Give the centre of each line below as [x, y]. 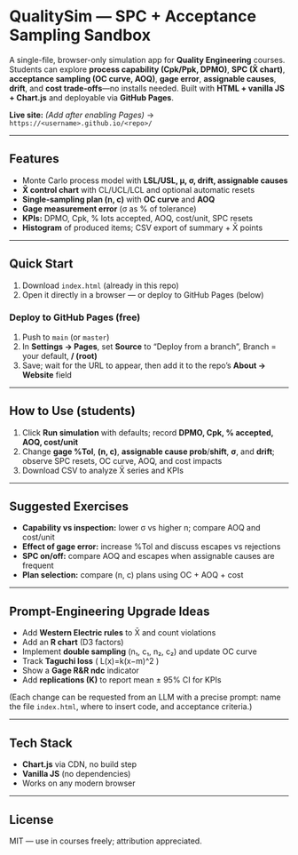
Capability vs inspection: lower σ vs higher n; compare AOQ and [141, 528]
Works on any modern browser [78, 783]
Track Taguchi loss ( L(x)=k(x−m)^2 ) [90, 661]
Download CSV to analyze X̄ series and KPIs [103, 470]
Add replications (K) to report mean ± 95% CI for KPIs [122, 680]
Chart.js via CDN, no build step [79, 764]
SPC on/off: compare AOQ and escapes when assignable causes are [148, 556]
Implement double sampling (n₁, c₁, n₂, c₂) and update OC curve [139, 651]
